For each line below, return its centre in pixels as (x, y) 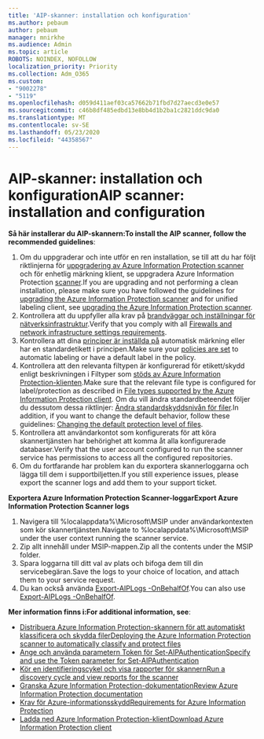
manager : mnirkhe (37, 37)
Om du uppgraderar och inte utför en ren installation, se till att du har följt (137, 257)
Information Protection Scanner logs (69, 506)
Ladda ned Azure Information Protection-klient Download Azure (121, 719)
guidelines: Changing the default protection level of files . (111, 425)
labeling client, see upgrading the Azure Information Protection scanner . (136, 307)
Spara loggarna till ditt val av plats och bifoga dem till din (111, 564)
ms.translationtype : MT (47, 118)
